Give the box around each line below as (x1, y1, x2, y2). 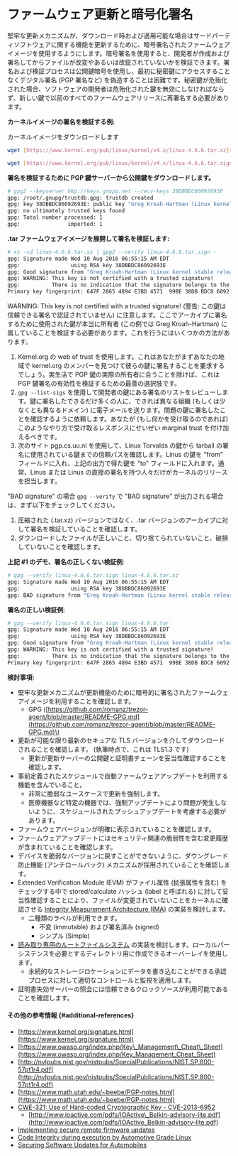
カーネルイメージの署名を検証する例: (7, 117, 115, 126)
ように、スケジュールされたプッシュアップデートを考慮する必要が (34, 807, 227, 816)
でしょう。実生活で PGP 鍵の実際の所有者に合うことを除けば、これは (17, 370, 220, 379)
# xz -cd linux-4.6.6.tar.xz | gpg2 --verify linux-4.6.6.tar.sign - (7, 248, 217, 256)
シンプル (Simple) (38, 931, 90, 940)
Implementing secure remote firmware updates (17, 1125, 155, 1134)
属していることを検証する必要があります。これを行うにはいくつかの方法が (7, 328, 225, 337)
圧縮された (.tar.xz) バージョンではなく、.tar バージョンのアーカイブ (17, 516, 216, 524)
